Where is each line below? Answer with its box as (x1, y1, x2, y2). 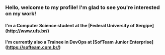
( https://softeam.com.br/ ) (5, 44, 61, 51)
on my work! (5, 10, 37, 17)
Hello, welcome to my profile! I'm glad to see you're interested (5, 4, 160, 11)
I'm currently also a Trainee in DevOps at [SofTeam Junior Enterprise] (5, 39, 153, 45)
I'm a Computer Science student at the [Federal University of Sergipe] (5, 22, 154, 28)
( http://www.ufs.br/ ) (5, 28, 49, 34)
